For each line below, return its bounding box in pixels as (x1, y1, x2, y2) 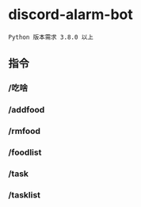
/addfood (8, 105, 45, 116)
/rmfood (8, 125, 41, 136)
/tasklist (8, 189, 41, 200)
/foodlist (8, 147, 42, 158)
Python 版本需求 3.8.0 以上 (8, 33, 93, 41)
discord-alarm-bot (8, 6, 133, 24)
